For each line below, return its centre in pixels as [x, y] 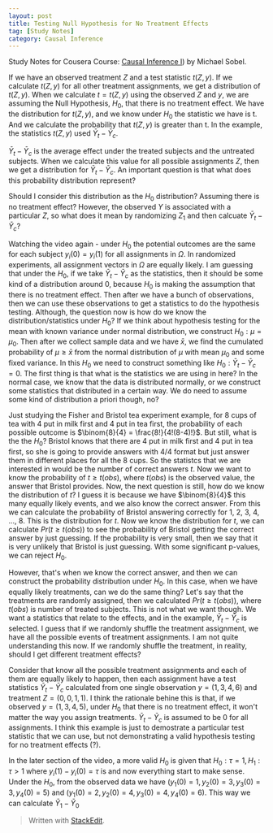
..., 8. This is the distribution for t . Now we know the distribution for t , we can [136, 520]
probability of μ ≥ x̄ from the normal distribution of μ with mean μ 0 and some [136, 353]
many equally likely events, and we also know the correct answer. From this [135, 503]
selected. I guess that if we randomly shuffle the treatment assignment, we [133, 628]
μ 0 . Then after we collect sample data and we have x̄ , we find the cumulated [136, 343]
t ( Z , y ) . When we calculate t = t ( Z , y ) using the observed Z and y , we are [129, 95]
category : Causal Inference [56, 39]
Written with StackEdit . [67, 821]
